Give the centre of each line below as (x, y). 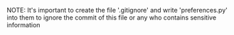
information (23, 25)
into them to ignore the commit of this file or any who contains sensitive (112, 17)
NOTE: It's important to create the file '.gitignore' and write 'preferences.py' (117, 10)
